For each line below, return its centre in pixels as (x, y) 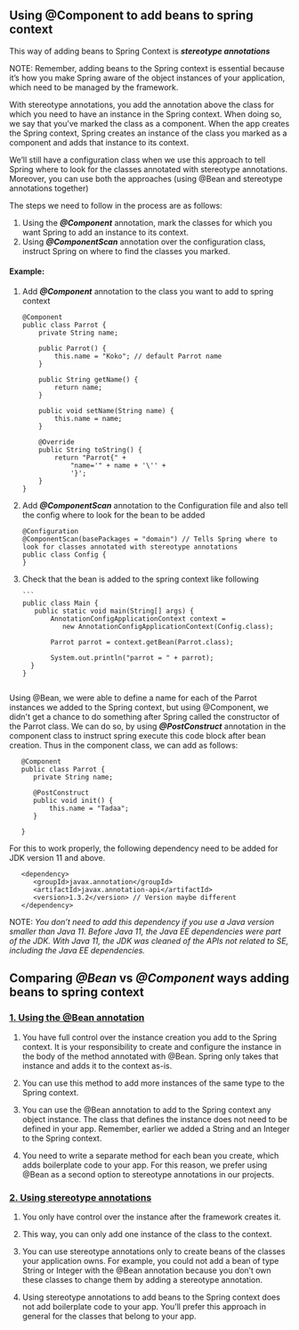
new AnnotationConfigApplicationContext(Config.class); (168, 627)
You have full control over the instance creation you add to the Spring (149, 1037)
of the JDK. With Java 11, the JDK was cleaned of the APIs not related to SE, (149, 941)
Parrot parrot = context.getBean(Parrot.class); (142, 642)
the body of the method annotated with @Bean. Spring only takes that (150, 1056)
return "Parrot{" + (90, 458)
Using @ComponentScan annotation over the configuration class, (144, 242)
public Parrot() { (73, 349)
